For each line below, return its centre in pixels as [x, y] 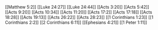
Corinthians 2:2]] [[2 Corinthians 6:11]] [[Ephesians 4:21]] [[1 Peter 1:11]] [76, 22]
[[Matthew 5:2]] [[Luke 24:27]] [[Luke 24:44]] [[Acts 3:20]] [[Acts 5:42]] [77, 7]
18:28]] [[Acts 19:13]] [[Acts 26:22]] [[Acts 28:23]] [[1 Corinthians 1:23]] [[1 [79, 17]
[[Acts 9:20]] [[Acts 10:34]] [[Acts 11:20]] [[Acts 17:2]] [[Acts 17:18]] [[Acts [79, 12]
